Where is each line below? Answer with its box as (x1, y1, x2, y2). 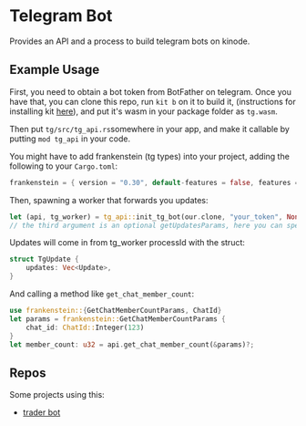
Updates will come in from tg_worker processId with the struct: (9, 237, 246, 248)
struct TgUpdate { (9, 255, 79, 265)
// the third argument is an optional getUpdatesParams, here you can (9, 221, 283, 230)
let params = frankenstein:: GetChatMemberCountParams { (9, 314, 226, 324)
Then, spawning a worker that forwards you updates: (9, 194, 209, 205)
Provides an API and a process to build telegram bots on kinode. (9, 36, 250, 47)
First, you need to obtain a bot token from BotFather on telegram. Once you (9, 86, 291, 97)
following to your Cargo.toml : (9, 161, 118, 171)
